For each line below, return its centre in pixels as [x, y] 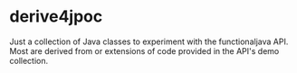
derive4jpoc [56, 17]
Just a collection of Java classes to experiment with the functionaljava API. [149, 41]
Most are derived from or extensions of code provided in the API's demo [144, 50]
